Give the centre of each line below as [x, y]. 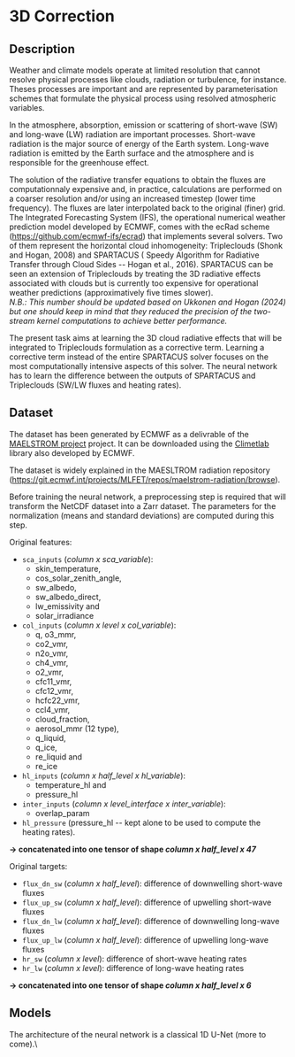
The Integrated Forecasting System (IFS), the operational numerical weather [147, 217]
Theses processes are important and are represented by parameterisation [144, 89]
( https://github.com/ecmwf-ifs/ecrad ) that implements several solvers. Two [146, 236]
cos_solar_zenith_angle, [78, 578]
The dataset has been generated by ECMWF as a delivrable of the [129, 434]
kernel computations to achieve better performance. [132, 321]
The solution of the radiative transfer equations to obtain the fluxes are [138, 180]
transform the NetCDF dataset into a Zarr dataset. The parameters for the [143, 505]
